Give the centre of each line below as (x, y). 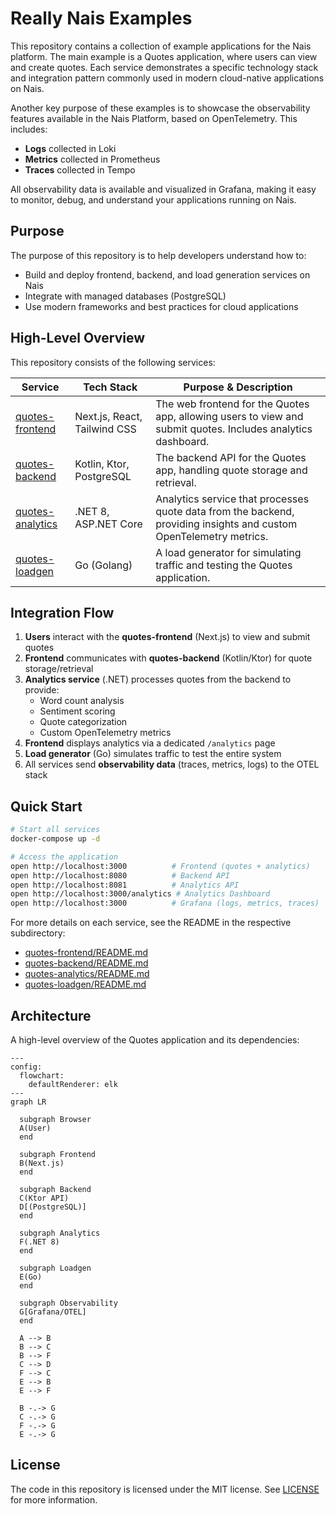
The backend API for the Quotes (231, 457)
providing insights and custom (226, 524)
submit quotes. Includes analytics (234, 429)
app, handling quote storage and (231, 470)
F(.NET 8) (39, 1242)
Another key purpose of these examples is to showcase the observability (160, 108)
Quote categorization (83, 722)
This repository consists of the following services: (113, 362)
